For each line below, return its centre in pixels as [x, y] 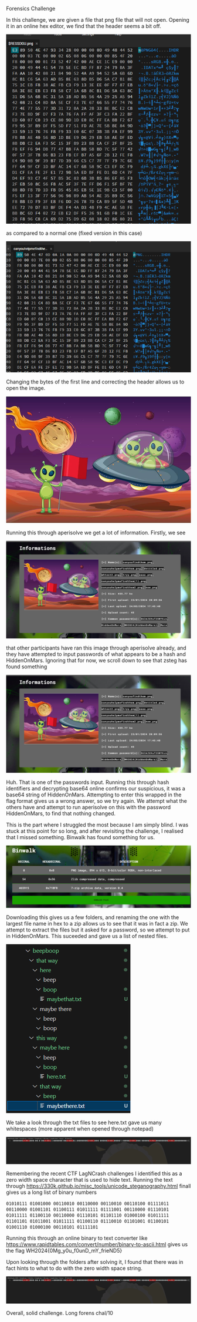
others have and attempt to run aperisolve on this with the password [89, 808]
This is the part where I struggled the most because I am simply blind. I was [97, 825]
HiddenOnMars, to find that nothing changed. [61, 813]
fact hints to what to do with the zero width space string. [74, 1269]
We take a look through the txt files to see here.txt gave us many [84, 1123]
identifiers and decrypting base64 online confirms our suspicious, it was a [96, 789]
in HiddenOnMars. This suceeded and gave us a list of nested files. [87, 936]
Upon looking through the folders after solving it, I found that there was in [95, 1262]
